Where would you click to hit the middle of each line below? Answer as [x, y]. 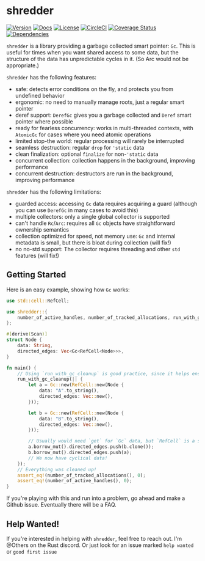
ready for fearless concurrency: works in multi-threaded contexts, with [104, 128]
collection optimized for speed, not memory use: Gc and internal [95, 236]
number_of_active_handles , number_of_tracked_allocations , [94, 317]
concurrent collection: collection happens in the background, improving [105, 160]
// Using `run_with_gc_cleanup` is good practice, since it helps [103, 373]
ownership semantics [42, 229]
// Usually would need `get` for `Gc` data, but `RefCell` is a [112, 441]
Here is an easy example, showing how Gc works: [68, 289]
